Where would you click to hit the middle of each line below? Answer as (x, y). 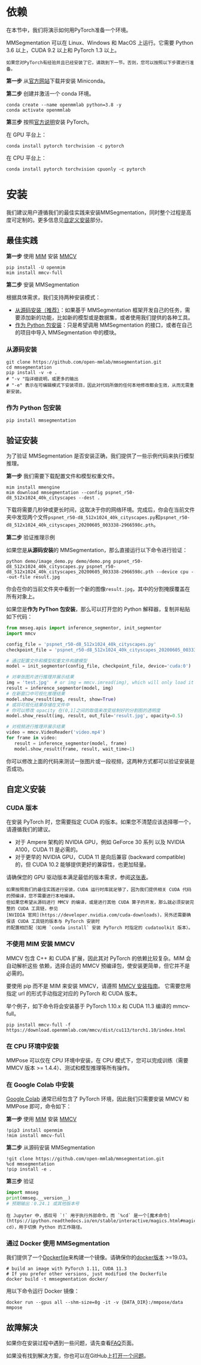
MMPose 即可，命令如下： (39, 1107)
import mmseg (22, 1193)
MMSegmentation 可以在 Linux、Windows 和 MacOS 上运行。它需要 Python (100, 42)
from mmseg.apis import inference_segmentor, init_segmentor (84, 628)
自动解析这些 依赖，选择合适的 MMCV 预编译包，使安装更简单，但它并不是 (98, 965)
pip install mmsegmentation (41, 421)
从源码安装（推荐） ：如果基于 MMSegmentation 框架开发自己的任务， (100, 310)
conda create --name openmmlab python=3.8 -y (64, 105)
